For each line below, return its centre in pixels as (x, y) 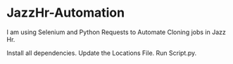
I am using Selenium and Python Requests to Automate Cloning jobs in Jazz (116, 32)
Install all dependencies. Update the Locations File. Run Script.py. (102, 53)
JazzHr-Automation (65, 13)
